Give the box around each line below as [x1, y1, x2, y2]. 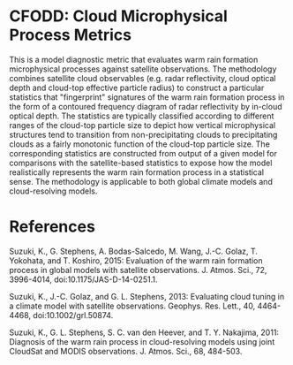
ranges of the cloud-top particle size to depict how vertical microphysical [9, 119, 276, 130]
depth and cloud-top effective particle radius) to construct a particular [9, 82, 265, 93]
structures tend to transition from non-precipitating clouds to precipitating [9, 129, 278, 140]
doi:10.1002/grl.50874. [33, 309, 114, 320]
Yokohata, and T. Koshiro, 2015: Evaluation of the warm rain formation [9, 255, 263, 266]
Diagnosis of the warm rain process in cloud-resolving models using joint [9, 336, 275, 346]
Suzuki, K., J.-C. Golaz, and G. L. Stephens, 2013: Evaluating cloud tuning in [9, 291, 285, 301]
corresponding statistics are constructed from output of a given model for [9, 148, 278, 158]
